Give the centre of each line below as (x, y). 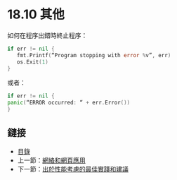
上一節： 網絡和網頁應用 (51, 160)
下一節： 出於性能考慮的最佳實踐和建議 (73, 169)
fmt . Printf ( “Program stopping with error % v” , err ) (94, 55)
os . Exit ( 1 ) (33, 62)
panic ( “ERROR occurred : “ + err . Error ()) (69, 103)
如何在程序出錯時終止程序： (47, 35)
